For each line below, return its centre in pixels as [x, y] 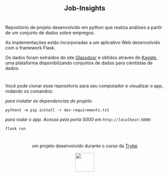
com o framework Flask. [30, 48]
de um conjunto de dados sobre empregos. [50, 33]
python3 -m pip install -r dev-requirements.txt [57, 110]
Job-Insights [85, 8]
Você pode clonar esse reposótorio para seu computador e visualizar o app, [84, 85]
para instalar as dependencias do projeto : [49, 101]
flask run [16, 128]
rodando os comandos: [29, 91]
